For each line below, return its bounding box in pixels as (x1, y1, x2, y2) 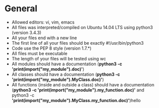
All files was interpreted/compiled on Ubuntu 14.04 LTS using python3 (11, 24, 153, 30)
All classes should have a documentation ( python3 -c (11, 71, 120, 77)
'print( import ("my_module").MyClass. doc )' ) (11, 77, 104, 82)
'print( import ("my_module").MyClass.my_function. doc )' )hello (11, 97, 141, 103)
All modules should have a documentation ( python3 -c (11, 61, 122, 67)
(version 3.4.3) (11, 29, 42, 35)
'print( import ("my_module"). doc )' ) (11, 66, 85, 72)
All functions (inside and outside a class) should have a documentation (11, 81, 155, 87)
